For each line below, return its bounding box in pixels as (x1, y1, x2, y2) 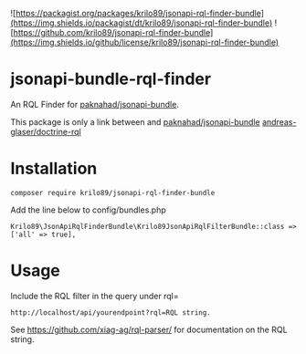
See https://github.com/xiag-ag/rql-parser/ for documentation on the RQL (10, 324, 288, 335)
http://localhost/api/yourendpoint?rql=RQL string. (10, 307, 211, 318)
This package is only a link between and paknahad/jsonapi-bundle (10, 116, 260, 127)
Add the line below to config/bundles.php (10, 204, 167, 215)
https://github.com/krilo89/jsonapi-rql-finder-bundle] (13, 27, 214, 37)
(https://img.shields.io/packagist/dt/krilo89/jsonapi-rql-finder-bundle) (10, 17, 273, 28)
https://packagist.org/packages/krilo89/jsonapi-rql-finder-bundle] (16, 8, 264, 18)
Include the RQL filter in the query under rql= (10, 290, 179, 301)
